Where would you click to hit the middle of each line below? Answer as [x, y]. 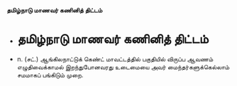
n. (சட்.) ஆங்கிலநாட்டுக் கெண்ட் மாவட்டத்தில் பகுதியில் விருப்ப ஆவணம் [115, 59]
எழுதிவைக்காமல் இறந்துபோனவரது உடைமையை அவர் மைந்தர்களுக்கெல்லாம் [123, 67]
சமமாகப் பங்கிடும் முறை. [50, 75]
